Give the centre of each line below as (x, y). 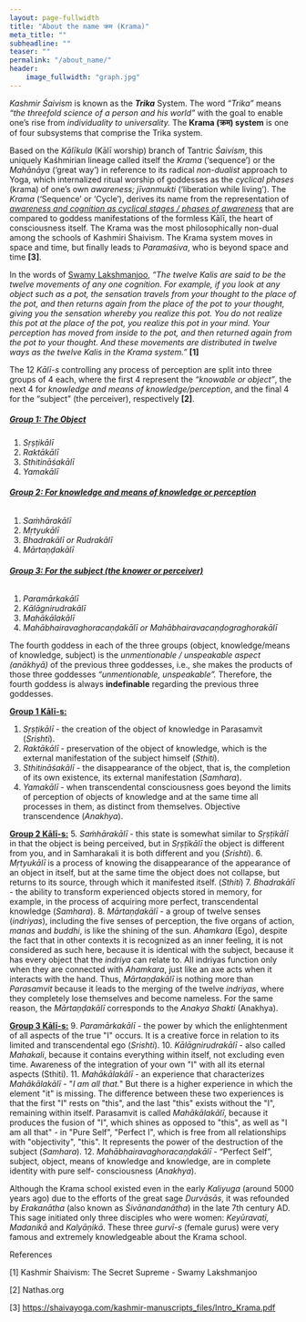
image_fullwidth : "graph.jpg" (83, 77)
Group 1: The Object (48, 419)
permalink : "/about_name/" (61, 60)
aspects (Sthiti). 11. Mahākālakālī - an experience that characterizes (137, 1074)
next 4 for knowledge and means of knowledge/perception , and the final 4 (149, 389)
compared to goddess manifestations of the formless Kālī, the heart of (141, 218)
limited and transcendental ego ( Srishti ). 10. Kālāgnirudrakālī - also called (148, 1045)
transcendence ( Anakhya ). (73, 816)
